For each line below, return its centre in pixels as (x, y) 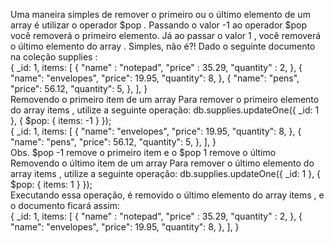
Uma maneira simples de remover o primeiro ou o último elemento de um (160, 14)
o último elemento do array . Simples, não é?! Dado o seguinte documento (163, 46)
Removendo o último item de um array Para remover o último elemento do (162, 163)
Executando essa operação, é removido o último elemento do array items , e (167, 195)
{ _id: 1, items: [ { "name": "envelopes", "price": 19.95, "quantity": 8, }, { (156, 131)
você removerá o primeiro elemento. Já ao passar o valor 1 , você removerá (166, 35)
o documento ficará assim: (65, 205)
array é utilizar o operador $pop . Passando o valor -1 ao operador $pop (159, 25)
